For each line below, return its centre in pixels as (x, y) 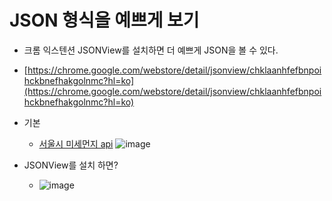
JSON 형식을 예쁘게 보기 (104, 20)
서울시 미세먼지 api (76, 143)
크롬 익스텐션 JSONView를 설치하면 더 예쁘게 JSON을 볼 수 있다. (151, 50)
